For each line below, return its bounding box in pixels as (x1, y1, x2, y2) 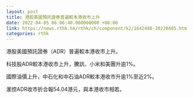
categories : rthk (6, 31, 49, 37)
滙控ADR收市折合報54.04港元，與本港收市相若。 (6, 86, 125, 93)
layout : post (6, 8, 39, 15)
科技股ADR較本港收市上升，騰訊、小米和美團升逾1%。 (6, 61, 139, 68)
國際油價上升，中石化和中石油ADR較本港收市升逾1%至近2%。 (6, 73, 157, 80)
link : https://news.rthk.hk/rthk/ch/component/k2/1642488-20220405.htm (6, 25, 187, 31)
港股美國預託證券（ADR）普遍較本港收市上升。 (6, 48, 121, 55)
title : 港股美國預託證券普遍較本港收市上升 (6, 14, 100, 20)
